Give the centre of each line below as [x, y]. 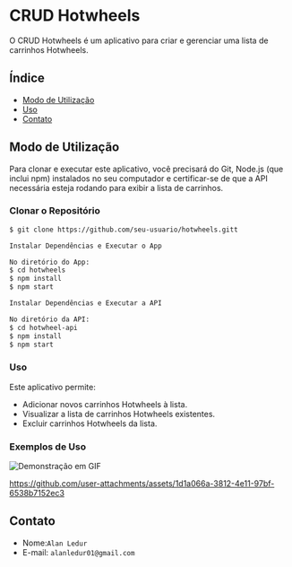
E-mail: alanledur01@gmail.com [78, 552]
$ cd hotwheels [38, 270]
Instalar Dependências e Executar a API [86, 303]
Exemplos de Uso [48, 447]
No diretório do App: [50, 262]
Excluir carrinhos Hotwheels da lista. [90, 423]
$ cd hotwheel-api [43, 327]
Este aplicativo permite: [52, 387]
